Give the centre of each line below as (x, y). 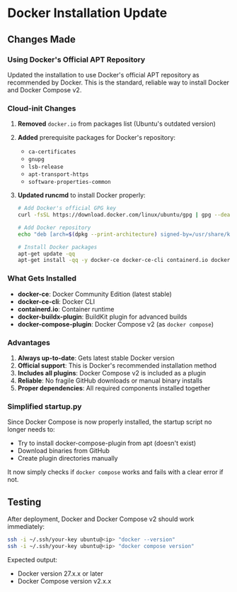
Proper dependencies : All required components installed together (114, 388)
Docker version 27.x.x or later (60, 574)
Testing (24, 502)
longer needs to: (31, 429)
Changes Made (41, 39)
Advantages (29, 342)
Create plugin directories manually (68, 459)
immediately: (26, 526)
